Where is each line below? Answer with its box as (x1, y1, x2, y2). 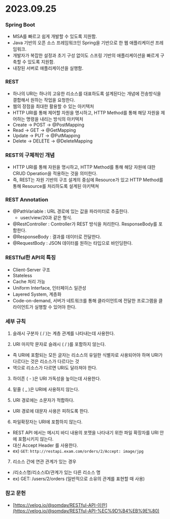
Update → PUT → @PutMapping (12, 132, 80, 138)
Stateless (12, 272, 32, 278)
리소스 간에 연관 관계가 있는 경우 (12, 458, 77, 465)
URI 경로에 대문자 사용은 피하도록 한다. (12, 408, 89, 414)
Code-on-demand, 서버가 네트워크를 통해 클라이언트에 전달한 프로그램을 (12, 297, 158, 303)
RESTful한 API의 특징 (5, 254, 56, 261)
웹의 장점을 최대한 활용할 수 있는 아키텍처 (12, 103, 94, 109)
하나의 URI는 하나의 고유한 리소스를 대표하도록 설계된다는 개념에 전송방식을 (12, 90, 161, 97)
